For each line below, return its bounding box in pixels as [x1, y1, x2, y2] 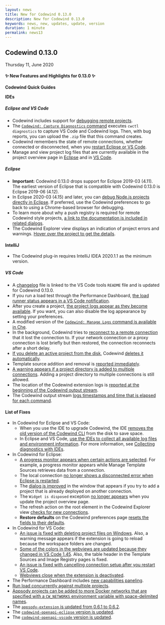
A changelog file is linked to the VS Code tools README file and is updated [12, 282, 160, 288]
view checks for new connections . [19, 509, 90, 515]
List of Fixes [5, 409, 31, 415]
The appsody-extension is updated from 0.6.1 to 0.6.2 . [12, 604, 121, 610]
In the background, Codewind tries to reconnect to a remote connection [12, 329, 158, 335]
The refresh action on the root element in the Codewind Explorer [19, 504, 151, 510]
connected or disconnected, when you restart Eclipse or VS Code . [12, 144, 147, 150]
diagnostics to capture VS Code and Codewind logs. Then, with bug [12, 128, 151, 134]
